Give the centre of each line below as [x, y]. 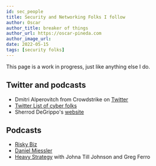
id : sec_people [25, 11]
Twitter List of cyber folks [46, 105]
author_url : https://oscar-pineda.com [54, 34]
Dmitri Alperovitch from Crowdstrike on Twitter [71, 99]
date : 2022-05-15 [27, 45]
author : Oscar [24, 22]
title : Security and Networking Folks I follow [66, 17]
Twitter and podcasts [46, 85]
